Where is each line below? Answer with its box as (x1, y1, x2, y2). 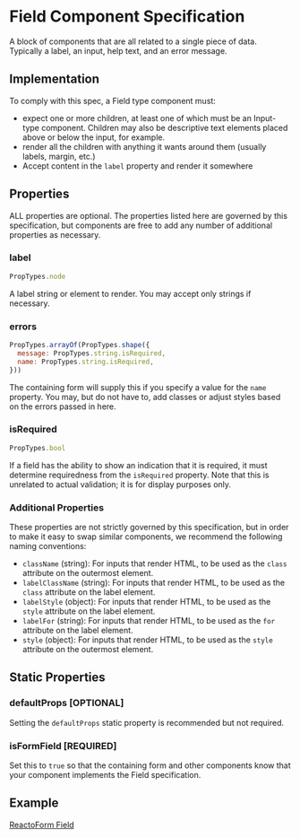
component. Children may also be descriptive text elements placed (41, 122, 288, 133)
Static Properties (9, 670, 106, 685)
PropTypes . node (9, 272, 66, 281)
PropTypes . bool (9, 443, 66, 452)
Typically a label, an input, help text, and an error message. (9, 45, 227, 56)
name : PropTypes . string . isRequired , (17, 357, 154, 366)
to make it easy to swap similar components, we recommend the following (9, 531, 283, 542)
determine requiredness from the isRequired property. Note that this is (9, 469, 270, 480)
